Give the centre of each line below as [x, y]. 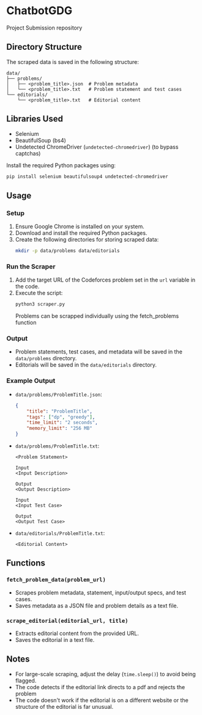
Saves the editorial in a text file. [55, 640]
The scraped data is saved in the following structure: [73, 61]
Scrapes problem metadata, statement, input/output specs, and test [101, 592]
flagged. [26, 681]
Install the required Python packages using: [61, 165]
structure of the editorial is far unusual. [64, 706]
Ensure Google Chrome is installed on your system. [80, 227]
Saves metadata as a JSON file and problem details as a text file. [97, 606]
